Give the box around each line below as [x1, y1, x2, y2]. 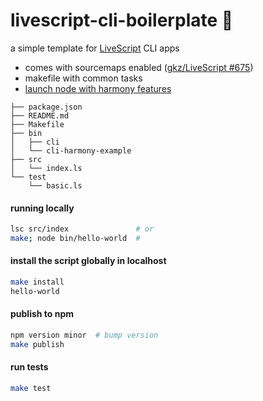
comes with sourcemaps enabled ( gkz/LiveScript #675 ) [24, 61, 254, 73]
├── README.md [10, 110, 70, 121]
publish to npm [10, 308, 75, 320]
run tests [10, 361, 49, 373]
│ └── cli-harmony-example [10, 145, 132, 156]
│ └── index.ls [10, 163, 83, 173]
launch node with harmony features [24, 82, 172, 94]
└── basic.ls [28, 180, 83, 191]
